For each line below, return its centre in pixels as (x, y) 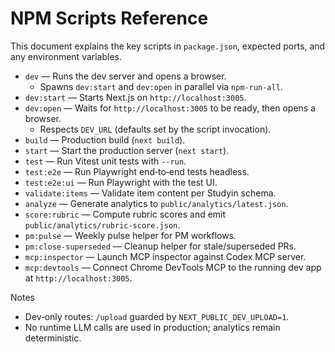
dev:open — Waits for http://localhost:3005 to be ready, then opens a (170, 108)
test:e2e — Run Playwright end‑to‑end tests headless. (137, 171)
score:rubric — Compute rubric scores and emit (125, 214)
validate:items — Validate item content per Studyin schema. (150, 193)
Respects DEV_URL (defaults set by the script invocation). (155, 129)
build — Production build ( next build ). (105, 139)
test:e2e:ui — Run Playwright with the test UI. (121, 182)
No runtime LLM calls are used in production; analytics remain (152, 327)
